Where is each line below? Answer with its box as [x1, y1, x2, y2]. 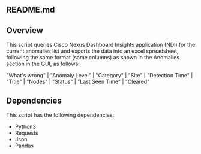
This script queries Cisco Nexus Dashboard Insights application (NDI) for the [6, 41, 196, 49]
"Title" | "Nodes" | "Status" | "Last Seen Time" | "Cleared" [6, 78, 150, 86]
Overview [6, 25, 44, 35]
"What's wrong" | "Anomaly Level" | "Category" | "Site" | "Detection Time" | [6, 72, 193, 79]
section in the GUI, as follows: [6, 60, 80, 68]
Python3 [14, 123, 36, 131]
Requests [14, 129, 38, 137]
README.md [6, 5, 55, 15]
